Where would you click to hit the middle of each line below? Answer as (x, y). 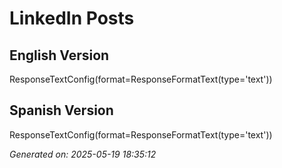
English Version (59, 55)
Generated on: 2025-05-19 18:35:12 (83, 154)
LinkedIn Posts (72, 18)
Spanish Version (61, 110)
